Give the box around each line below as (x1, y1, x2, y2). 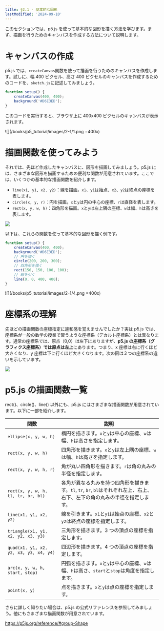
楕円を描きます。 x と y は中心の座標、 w (61, 430, 146, 437)
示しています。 (13, 356, 43, 362)
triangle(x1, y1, (7, 528, 48, 534)
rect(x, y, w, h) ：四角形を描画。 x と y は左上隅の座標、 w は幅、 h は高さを (12, 205, 159, 211)
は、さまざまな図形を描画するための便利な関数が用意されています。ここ (5, 170, 150, 176)
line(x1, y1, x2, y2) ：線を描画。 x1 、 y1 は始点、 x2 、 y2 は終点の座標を (12, 186, 155, 193)
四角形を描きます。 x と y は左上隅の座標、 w (61, 446, 156, 453)
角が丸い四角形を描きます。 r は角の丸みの (61, 463, 156, 469)
